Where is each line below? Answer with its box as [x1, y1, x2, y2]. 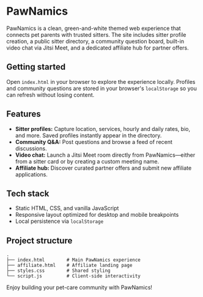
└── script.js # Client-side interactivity [6, 273, 141, 279]
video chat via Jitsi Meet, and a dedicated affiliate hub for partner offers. [6, 44, 189, 51]
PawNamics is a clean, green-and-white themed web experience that [6, 24, 182, 32]
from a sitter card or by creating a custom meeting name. [15, 157, 160, 165]
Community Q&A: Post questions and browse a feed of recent [15, 138, 173, 145]
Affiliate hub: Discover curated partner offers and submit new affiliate [15, 164, 192, 171]
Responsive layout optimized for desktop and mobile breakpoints [15, 211, 179, 219]
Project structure [6, 235, 73, 246]
